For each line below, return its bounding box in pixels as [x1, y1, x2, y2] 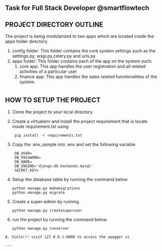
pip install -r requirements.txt [14, 133, 82, 138]
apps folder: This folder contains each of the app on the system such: [12, 58, 153, 64]
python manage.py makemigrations [12, 186, 81, 191]
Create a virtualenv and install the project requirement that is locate [12, 118, 148, 124]
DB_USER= [14, 151, 33, 156]
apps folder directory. [5, 38, 49, 44]
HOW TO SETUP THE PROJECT [5, 96, 101, 104]
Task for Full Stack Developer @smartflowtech [5, 4, 150, 12]
